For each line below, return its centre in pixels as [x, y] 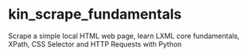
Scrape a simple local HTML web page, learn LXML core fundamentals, [124, 36]
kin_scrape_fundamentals [95, 14]
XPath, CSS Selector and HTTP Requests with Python [95, 44]
